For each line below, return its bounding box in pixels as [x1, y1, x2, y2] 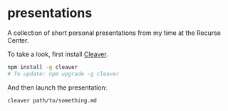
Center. [7, 36, 29, 44]
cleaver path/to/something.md [7, 97, 98, 104]
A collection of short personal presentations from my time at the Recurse [7, 28, 221, 37]
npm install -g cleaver [7, 63, 78, 70]
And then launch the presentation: [7, 83, 108, 92]
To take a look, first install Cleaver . [7, 50, 108, 58]
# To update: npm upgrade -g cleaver [7, 70, 120, 78]
